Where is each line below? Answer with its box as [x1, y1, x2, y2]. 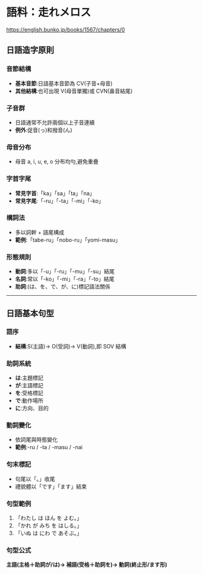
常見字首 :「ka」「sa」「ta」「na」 [14, 189, 95, 197]
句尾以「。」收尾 [14, 475, 56, 482]
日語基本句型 [6, 308, 54, 318]
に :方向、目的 [14, 404, 49, 412]
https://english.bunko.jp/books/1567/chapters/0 [6, 25, 125, 33]
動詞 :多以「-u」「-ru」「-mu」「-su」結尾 [14, 268, 115, 275]
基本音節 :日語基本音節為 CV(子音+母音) [14, 79, 113, 87]
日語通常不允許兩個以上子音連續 [14, 119, 95, 126]
